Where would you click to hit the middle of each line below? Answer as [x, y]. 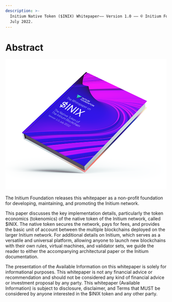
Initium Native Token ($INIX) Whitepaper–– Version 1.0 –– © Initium [85, 16]
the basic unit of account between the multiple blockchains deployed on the [85, 229]
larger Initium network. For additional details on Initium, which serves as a [83, 235]
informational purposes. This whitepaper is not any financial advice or [79, 272]
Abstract [24, 47]
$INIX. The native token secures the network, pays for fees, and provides [82, 224]
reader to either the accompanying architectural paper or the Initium [77, 251]
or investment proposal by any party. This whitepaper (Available [73, 283]
